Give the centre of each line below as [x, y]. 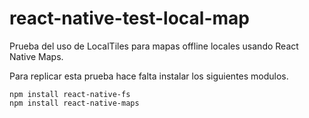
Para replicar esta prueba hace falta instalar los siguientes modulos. [149, 76]
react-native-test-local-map [130, 18]
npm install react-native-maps [74, 103]
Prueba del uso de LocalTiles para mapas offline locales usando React [154, 46]
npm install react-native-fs [70, 94]
